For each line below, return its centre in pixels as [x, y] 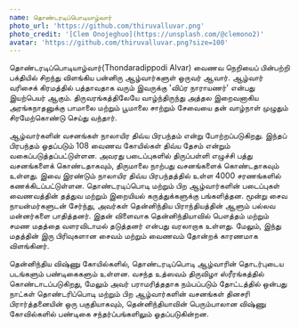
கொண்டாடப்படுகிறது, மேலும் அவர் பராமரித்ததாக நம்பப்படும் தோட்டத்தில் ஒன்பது [148, 284]
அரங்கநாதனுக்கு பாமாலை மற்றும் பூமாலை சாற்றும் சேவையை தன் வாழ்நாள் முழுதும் [149, 108]
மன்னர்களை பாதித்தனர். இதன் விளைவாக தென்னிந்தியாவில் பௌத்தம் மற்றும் [139, 216]
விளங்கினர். [29, 246]
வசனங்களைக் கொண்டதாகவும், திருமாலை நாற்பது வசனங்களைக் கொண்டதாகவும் [144, 166]
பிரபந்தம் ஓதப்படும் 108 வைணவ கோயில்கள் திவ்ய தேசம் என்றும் [120, 146]
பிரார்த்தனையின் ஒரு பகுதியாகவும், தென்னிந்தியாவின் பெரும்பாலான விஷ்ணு [137, 304]
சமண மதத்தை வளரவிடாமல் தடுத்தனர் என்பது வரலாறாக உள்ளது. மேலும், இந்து [145, 226]
